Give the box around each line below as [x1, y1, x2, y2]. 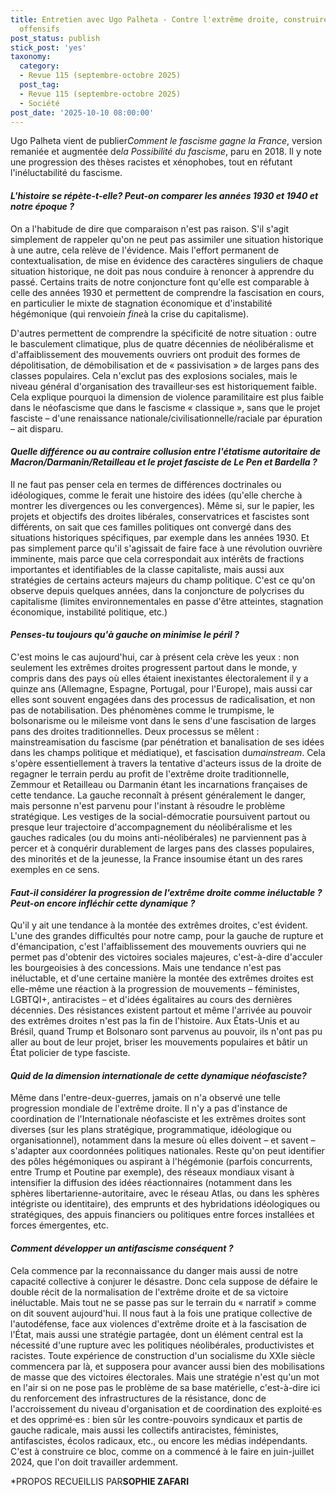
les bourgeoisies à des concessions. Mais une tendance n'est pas [10, 962, 282, 974]
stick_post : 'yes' [10, 42, 87, 53]
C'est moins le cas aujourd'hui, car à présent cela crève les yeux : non [10, 651, 300, 663]
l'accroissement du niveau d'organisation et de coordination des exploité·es [10, 1402, 323, 1415]
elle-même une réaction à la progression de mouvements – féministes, [10, 983, 300, 995]
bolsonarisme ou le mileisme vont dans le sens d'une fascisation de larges [10, 714, 317, 726]
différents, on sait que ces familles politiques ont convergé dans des [10, 521, 292, 533]
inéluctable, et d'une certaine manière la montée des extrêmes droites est [10, 972, 314, 985]
